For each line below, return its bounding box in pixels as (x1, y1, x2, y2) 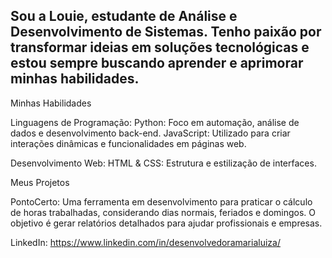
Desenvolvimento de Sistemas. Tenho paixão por (10, 24, 322, 41)
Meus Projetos (10, 176, 70, 188)
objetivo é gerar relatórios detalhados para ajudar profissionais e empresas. (10, 217, 323, 229)
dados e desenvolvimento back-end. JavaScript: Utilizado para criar (10, 127, 291, 139)
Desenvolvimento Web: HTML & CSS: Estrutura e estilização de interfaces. (10, 157, 317, 169)
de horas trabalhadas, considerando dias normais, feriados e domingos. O (10, 206, 317, 218)
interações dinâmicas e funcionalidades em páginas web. (10, 137, 247, 149)
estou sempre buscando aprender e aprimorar (10, 55, 304, 72)
